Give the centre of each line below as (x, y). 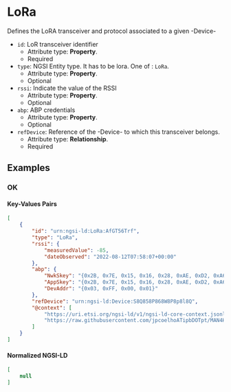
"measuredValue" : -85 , (76, 250)
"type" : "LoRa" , (55, 238)
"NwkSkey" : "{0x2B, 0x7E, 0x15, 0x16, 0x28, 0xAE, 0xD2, (127, 276)
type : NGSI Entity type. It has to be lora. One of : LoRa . (93, 66)
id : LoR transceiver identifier (57, 44)
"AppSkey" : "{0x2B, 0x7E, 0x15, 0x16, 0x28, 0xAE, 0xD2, (127, 282)
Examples (29, 168)
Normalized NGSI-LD (37, 355)
